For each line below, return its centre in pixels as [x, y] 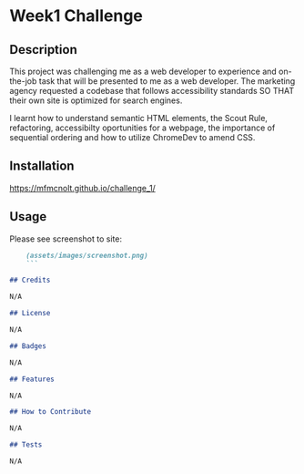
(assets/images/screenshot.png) [87, 255]
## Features [32, 379]
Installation [42, 166]
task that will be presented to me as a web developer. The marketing [167, 81]
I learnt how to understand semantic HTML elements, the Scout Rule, [139, 118]
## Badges [28, 346]
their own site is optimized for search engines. [96, 100]
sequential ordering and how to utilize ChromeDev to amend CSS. [132, 137]
